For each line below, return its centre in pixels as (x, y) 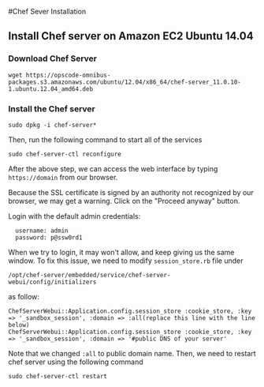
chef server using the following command (76, 362)
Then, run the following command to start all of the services (105, 139)
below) (19, 325)
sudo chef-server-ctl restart (58, 376)
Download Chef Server (52, 58)
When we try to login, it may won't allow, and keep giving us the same (121, 252)
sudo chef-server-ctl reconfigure (65, 154)
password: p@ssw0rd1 (49, 237)
